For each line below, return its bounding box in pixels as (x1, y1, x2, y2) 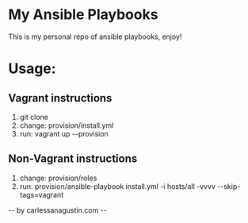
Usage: (8, 60, 57, 78)
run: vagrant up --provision (19, 129, 109, 138)
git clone (19, 112, 49, 121)
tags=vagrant (19, 190, 64, 199)
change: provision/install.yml (19, 121, 114, 130)
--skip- (217, 181, 241, 191)
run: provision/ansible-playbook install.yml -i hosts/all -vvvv (19, 181, 216, 191)
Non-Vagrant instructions (8, 152, 138, 166)
